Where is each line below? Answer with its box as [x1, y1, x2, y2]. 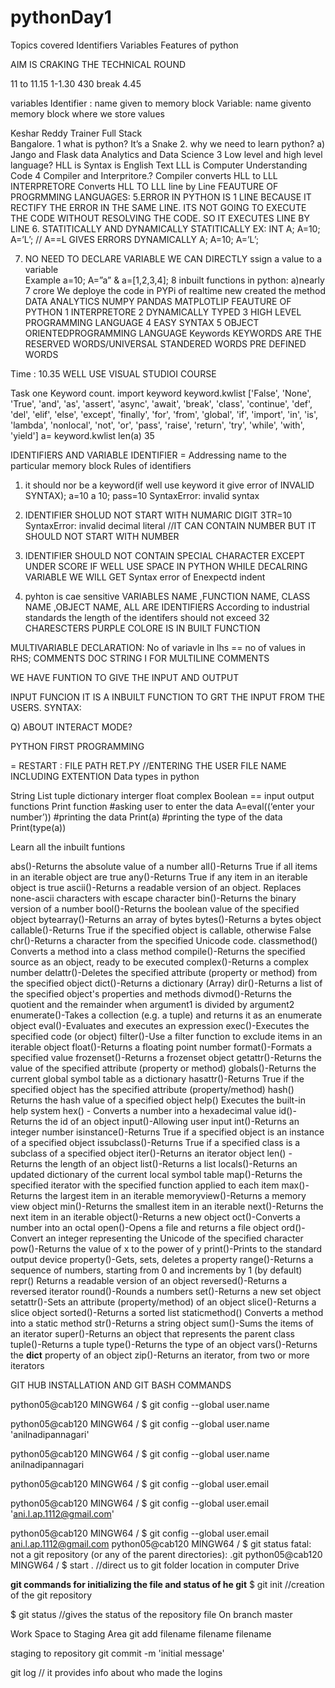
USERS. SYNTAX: [10, 701, 82, 713]
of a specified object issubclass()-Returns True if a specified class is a [10, 1136, 301, 1148]
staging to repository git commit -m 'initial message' [10, 1647, 225, 1659]
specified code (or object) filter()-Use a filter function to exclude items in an [10, 1030, 323, 1042]
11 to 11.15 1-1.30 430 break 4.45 [10, 77, 142, 90]
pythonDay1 [10, 6, 112, 29]
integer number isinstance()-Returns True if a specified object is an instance [10, 1126, 325, 1138]
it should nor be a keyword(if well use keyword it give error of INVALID [24, 479, 315, 491]
